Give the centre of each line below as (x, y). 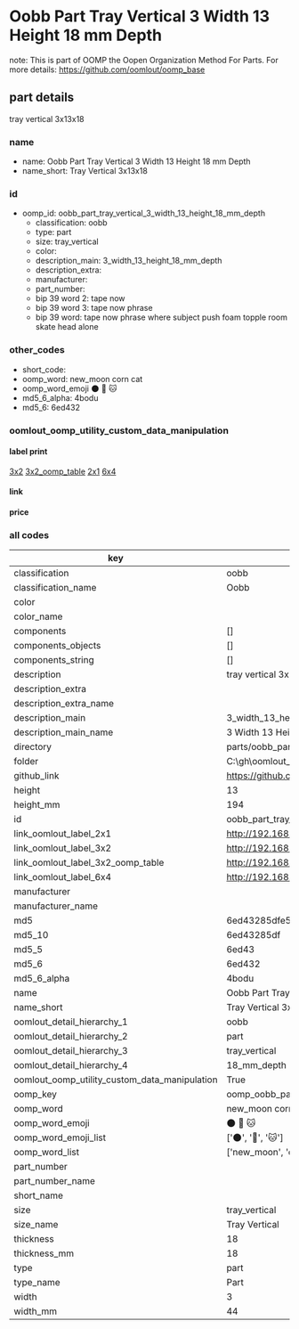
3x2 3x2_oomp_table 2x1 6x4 (63, 471)
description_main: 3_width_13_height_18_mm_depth (129, 261)
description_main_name (64, 732)
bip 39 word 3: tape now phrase (94, 308)
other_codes (37, 350)
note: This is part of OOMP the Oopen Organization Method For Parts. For (144, 60)
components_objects (57, 646)
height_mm (37, 805)
